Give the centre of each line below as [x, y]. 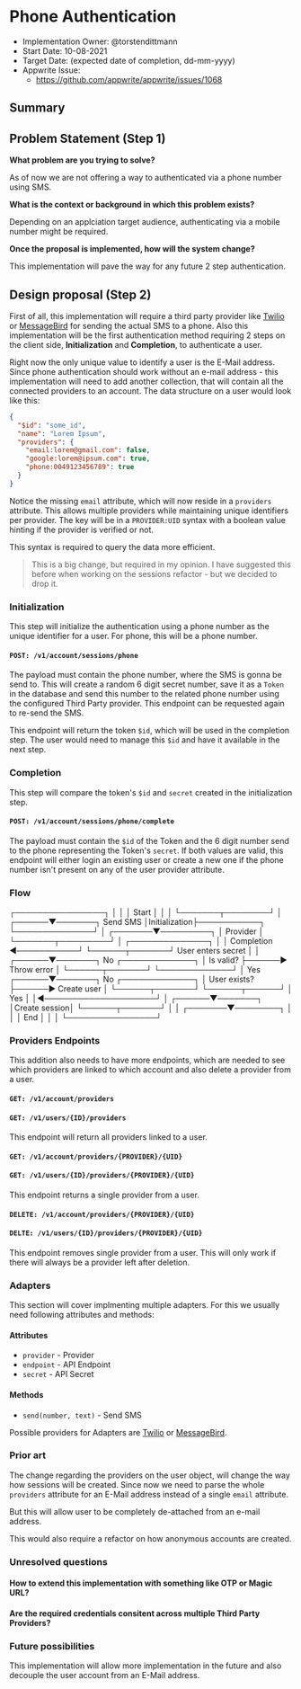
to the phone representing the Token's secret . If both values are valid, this [146, 850]
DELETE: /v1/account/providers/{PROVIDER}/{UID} [102, 1214]
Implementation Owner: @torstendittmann [100, 41]
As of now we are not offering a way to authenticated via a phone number [146, 178]
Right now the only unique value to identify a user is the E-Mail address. [142, 362]
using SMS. [31, 187]
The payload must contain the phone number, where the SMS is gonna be [146, 675]
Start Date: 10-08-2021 [65, 50]
